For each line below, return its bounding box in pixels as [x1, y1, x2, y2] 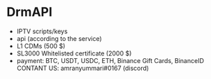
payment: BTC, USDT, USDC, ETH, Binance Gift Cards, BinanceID [16, 56, 204, 64]
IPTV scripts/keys [16, 27, 68, 35]
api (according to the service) [16, 34, 102, 42]
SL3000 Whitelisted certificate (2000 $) [16, 49, 132, 58]
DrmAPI [6, 4, 53, 20]
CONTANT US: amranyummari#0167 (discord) [16, 64, 150, 72]
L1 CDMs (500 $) [16, 42, 66, 50]
